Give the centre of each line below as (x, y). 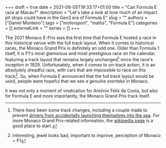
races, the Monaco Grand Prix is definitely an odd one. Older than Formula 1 (82, 48)
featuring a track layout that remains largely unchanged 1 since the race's (79, 59)
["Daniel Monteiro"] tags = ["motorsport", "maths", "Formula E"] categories (81, 23)
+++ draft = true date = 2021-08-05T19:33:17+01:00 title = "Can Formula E (81, 7)
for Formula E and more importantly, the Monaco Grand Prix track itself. (78, 96)
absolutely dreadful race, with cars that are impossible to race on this (76, 70)
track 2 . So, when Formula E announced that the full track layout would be (80, 75)
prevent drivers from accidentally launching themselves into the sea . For (86, 115)
